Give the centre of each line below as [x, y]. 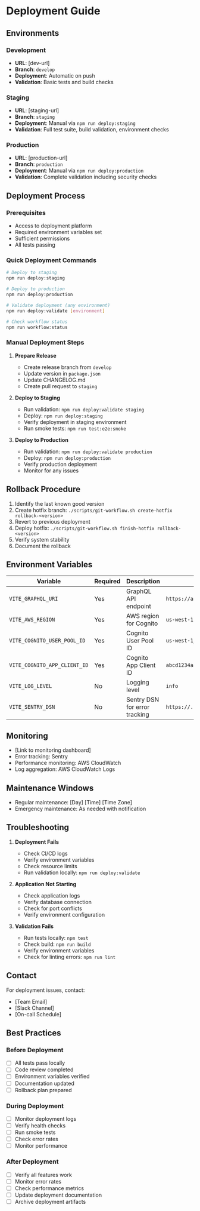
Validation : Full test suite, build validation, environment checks [92, 130]
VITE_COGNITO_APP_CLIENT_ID [49, 665]
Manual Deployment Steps [45, 343]
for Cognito [142, 623]
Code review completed [44, 1069]
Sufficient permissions [42, 239]
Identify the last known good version [60, 503]
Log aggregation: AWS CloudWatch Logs [65, 769]
